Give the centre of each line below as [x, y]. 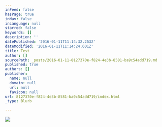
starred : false [21, 28]
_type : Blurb [18, 101]
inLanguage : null [23, 23]
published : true [22, 64]
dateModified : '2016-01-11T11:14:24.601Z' [49, 46]
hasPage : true [20, 14]
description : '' [22, 37]
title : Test [17, 51]
